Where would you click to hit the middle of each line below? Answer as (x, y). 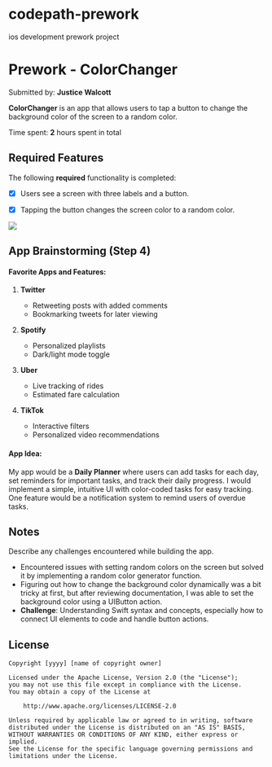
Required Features (56, 158)
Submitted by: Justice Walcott (60, 92)
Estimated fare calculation (76, 395)
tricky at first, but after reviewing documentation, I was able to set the (137, 593)
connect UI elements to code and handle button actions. (114, 619)
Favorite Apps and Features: (57, 272)
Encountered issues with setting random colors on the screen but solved (142, 568)
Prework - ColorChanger (93, 70)
